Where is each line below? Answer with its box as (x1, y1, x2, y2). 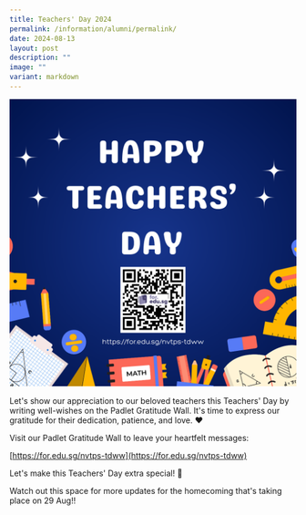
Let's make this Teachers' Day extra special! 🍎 (9, 468, 183, 479)
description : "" (9, 53, 71, 63)
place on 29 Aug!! (9, 495, 76, 506)
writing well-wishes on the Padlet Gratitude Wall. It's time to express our (9, 405, 280, 416)
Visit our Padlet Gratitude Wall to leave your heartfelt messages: (9, 432, 250, 443)
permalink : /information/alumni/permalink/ (9, 24, 178, 34)
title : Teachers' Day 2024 (9, 15, 112, 24)
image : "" (9, 63, 47, 72)
